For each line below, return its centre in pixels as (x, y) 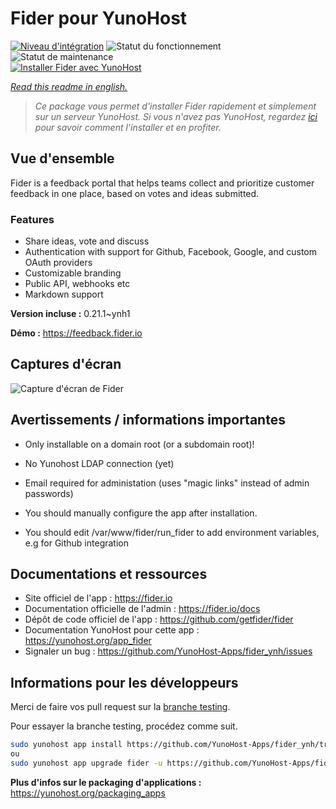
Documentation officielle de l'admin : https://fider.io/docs (142, 609)
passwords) (49, 493)
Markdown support (64, 294)
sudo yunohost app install (66, 745)
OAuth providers (58, 263)
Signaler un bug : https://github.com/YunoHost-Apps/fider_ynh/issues (168, 651)
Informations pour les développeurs (124, 682)
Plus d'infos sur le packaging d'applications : (106, 782)
